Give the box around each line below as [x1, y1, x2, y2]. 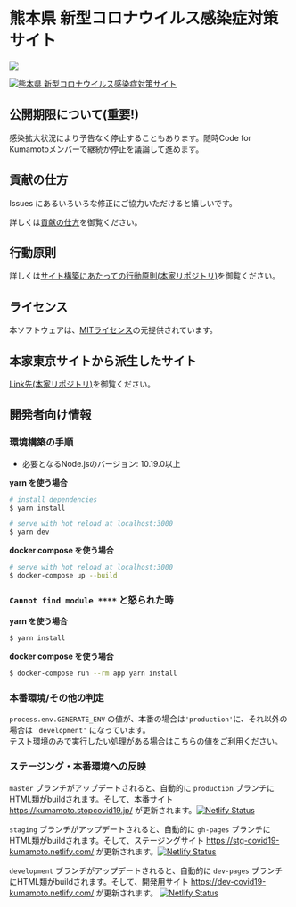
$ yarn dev [9, 528, 50, 537]
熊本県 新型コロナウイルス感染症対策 [9, 8, 279, 29]
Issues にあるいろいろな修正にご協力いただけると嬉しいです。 [9, 197, 238, 208]
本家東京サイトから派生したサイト [9, 354, 197, 369]
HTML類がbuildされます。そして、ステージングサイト [9, 835, 205, 845]
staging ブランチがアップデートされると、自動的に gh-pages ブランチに [9, 823, 271, 835]
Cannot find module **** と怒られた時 [9, 594, 174, 606]
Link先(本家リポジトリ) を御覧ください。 [9, 379, 156, 389]
